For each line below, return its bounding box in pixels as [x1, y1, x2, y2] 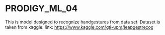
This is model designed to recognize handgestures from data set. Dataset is [5, 19, 161, 25]
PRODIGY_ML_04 [5, 3, 78, 14]
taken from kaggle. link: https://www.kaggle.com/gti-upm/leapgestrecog [5, 24, 154, 30]
